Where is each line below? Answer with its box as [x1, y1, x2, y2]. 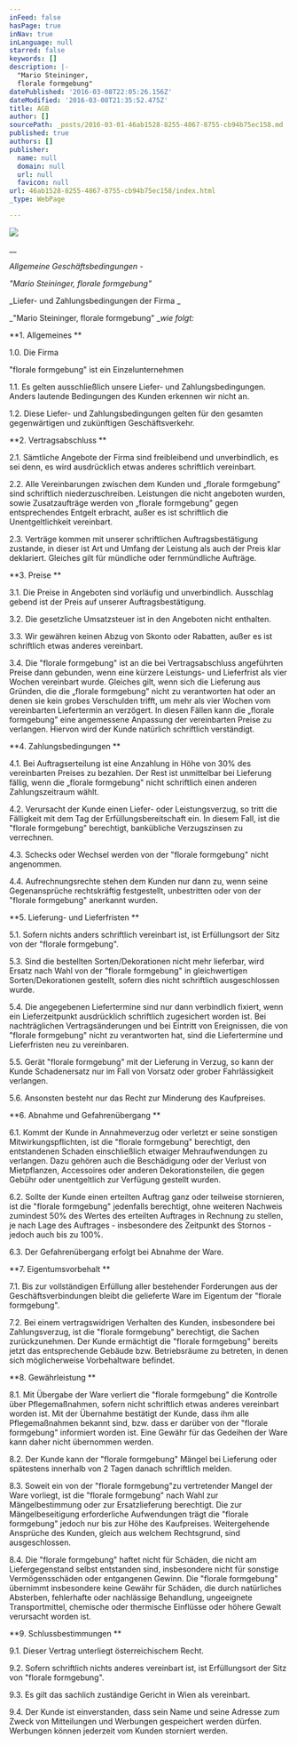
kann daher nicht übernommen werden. [9, 1437, 154, 1447]
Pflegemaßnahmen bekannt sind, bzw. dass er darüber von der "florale [9, 1417, 269, 1428]
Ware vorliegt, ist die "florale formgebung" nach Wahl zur [9, 1490, 219, 1501]
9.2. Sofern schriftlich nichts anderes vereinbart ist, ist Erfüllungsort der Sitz [9, 1662, 287, 1673]
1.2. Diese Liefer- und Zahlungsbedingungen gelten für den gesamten [9, 408, 263, 419]
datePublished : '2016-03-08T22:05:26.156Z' [9, 87, 173, 96]
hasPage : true [9, 21, 62, 30]
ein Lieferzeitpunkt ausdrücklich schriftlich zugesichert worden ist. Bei [9, 1011, 267, 1021]
